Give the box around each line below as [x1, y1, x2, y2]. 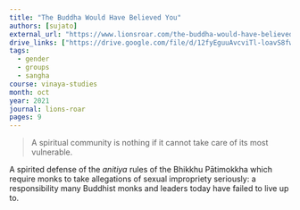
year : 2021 [9, 96, 50, 105]
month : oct [9, 88, 50, 97]
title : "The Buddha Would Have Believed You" [9, 13, 181, 22]
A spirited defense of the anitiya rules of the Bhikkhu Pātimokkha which [9, 164, 273, 175]
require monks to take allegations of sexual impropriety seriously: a [9, 173, 256, 184]
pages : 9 [9, 113, 42, 122]
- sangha [17, 71, 50, 80]
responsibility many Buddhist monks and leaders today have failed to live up [9, 183, 289, 194]
